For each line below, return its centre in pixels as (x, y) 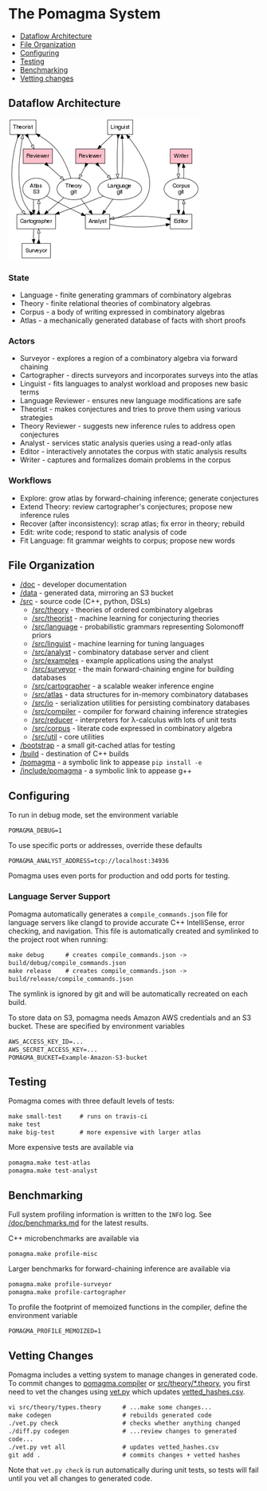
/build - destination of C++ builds (74, 754)
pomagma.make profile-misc (53, 1254)
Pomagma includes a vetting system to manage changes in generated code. (133, 1375)
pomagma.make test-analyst (53, 1171)
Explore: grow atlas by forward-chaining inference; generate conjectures (139, 498)
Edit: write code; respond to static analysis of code (103, 532)
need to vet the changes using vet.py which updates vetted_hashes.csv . (127, 1392)
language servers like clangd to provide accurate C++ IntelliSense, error (127, 922)
